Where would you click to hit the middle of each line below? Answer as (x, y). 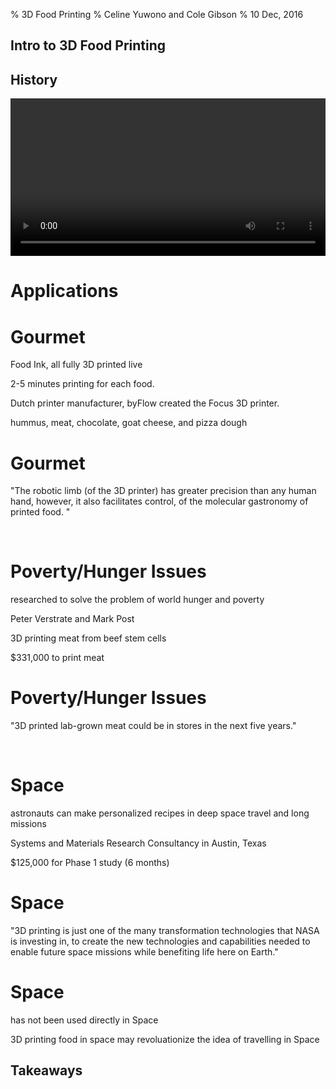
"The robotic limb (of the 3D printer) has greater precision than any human (163, 491)
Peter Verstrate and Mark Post (72, 619)
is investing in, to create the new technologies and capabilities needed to (160, 941)
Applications (64, 291)
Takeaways (46, 1070)
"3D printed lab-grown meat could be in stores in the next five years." (153, 726)
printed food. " (40, 512)
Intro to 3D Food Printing (88, 45)
